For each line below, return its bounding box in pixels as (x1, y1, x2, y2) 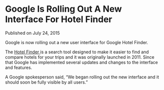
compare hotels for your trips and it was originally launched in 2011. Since (5, 54, 155, 60)
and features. (5, 65, 33, 70)
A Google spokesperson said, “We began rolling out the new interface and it (5, 74, 159, 80)
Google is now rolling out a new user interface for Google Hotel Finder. (5, 39, 149, 45)
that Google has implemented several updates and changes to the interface (5, 59, 158, 65)
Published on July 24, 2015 (5, 30, 60, 36)
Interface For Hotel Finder (5, 14, 112, 25)
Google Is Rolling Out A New (5, 3, 122, 15)
